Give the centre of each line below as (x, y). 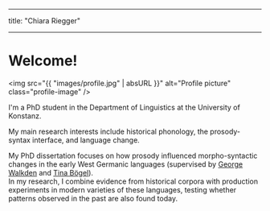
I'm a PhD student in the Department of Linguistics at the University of (125, 107)
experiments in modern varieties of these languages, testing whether (123, 189)
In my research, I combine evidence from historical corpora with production (133, 181)
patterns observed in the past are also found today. (93, 198)
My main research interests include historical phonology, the (108, 131)
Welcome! (43, 61)
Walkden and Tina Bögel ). (51, 172)
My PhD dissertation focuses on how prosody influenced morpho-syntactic (133, 155)
